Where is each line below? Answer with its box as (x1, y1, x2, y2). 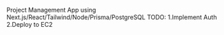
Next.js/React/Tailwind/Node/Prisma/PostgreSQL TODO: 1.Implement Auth (6, 13, 218, 21)
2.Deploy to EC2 (6, 21, 53, 28)
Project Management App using (6, 6, 96, 14)
